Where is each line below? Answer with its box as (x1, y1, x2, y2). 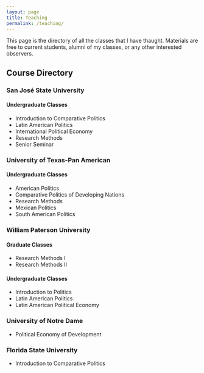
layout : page (6, 9, 40, 15)
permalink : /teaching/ (6, 20, 64, 26)
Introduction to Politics (15, 288, 72, 296)
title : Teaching (6, 15, 47, 21)
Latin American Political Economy (15, 302, 99, 309)
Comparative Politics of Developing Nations (15, 191, 125, 198)
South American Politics (15, 211, 76, 218)
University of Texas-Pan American (6, 156, 111, 164)
